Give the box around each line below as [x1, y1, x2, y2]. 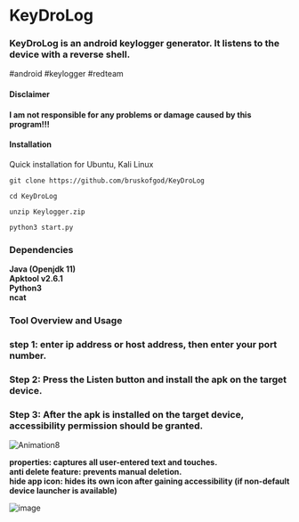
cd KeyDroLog [9, 192, 58, 200]
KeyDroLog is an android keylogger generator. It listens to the [9, 37, 280, 50]
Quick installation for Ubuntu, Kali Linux [9, 159, 154, 169]
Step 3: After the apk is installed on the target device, [9, 408, 245, 420]
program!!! [9, 118, 51, 129]
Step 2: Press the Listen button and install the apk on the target [9, 373, 287, 386]
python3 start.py [9, 223, 74, 232]
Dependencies [9, 243, 74, 256]
